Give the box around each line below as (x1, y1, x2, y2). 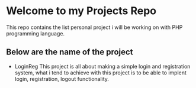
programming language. (6, 30, 65, 37)
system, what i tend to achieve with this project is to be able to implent (14, 69, 187, 76)
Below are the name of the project (6, 47, 133, 57)
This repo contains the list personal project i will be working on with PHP (6, 24, 183, 31)
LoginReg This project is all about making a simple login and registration (14, 63, 191, 70)
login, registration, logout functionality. (14, 75, 110, 82)
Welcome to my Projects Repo (6, 4, 157, 18)
